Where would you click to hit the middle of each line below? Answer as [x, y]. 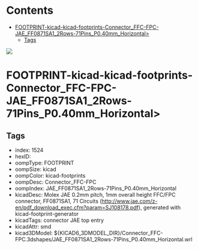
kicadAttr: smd [33, 226]
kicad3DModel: [34, 233]
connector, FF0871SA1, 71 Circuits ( [58, 201]
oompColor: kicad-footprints [50, 175]
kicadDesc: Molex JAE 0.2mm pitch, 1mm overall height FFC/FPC [95, 194]
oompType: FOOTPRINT [44, 163]
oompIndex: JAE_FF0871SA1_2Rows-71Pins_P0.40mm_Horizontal [96, 188]
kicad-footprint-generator [47, 214]
